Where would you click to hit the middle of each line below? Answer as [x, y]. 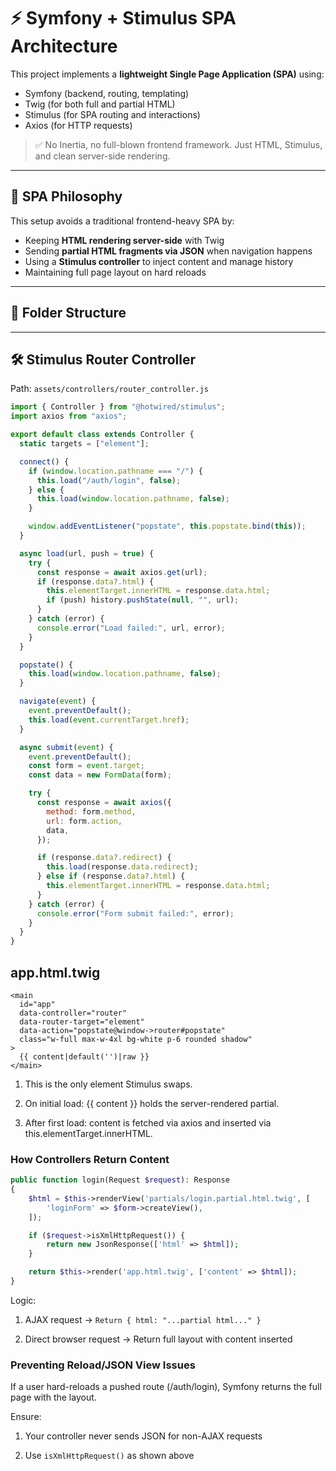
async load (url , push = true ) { [87, 553]
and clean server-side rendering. [102, 156]
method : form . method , [91, 811]
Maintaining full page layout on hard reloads [115, 272]
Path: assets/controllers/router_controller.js [109, 389]
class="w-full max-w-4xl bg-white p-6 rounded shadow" [136, 1039]
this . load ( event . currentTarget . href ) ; [109, 720]
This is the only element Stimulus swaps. [108, 1084]
